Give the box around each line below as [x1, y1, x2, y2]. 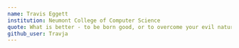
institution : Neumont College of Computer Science [7, 17, 161, 24]
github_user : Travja [7, 30, 69, 37]
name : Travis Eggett [7, 10, 69, 18]
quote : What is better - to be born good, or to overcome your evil [7, 23, 215, 30]
